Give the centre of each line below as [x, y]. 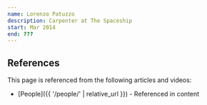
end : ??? [20, 34]
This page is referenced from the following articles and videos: [100, 80]
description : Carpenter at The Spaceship [70, 21]
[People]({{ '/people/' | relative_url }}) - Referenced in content [108, 94]
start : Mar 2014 [31, 27]
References [34, 62]
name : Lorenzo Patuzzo [41, 14]
